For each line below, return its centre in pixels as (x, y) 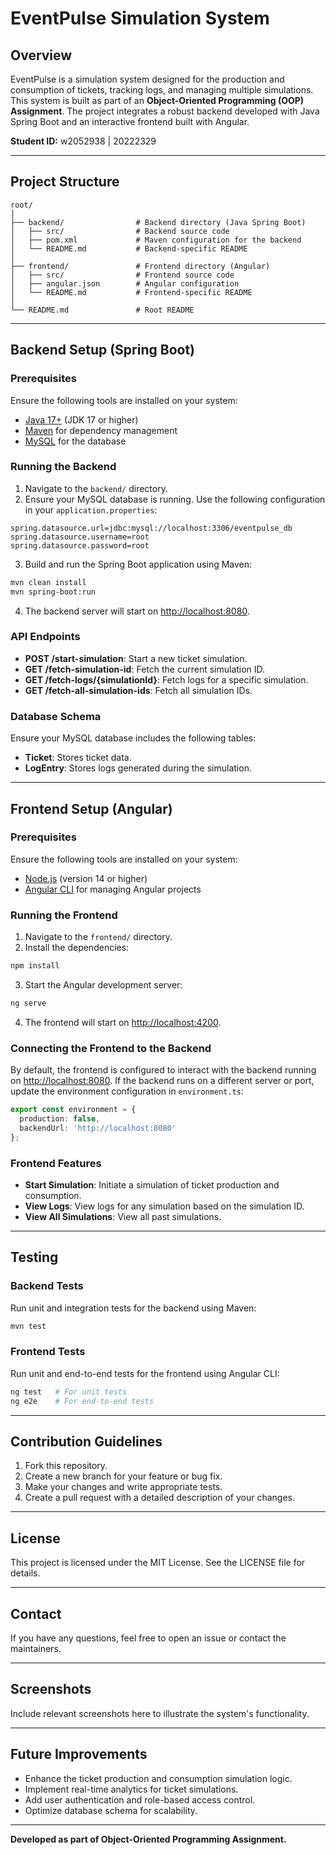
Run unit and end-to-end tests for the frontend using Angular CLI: (145, 1373)
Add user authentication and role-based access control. (140, 1799)
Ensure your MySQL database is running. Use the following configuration (175, 499)
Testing (34, 1257)
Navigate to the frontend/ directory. (98, 937)
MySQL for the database (75, 441)
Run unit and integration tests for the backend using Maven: (133, 1308)
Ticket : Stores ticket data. (78, 758)
